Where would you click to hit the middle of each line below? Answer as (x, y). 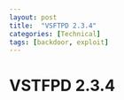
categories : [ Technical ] (55, 34)
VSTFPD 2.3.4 (62, 86)
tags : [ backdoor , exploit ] (59, 42)
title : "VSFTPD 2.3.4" (53, 26)
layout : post (33, 17)
